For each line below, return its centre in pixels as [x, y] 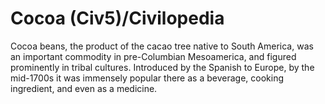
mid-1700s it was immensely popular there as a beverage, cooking [147, 78]
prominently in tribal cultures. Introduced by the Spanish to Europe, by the [162, 67]
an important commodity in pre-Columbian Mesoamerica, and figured [153, 56]
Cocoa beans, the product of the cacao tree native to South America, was [162, 46]
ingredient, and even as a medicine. [84, 88]
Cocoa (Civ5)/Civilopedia [117, 18]
